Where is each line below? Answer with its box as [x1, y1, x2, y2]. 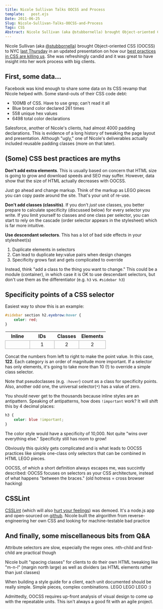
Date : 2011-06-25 [5, 16, 40, 21]
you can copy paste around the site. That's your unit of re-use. [5, 192, 130, 198]
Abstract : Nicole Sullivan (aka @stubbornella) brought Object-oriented [5, 30, 155, 35]
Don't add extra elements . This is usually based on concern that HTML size [5, 167, 157, 173]
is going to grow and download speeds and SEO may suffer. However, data [5, 173, 155, 178]
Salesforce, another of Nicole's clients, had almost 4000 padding [5, 125, 135, 131]
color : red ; [14, 317, 38, 322]
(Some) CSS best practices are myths [5, 155, 121, 163]
